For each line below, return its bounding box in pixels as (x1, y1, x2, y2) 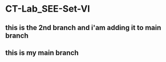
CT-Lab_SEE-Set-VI (5, 3, 90, 15)
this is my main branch (5, 48, 79, 57)
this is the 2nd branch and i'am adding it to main (5, 23, 161, 32)
